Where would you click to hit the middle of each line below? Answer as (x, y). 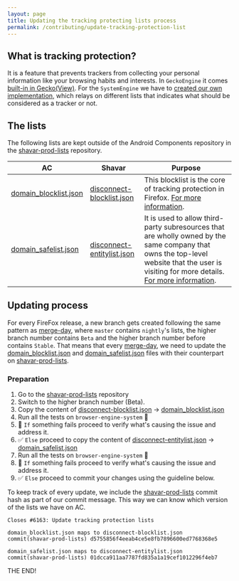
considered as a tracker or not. (53, 103)
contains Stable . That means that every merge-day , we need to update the (117, 345)
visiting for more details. (184, 271)
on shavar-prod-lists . (38, 361)
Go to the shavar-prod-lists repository (73, 395)
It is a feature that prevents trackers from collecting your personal (104, 73)
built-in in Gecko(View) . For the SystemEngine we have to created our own (115, 88)
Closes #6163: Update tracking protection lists (81, 521)
